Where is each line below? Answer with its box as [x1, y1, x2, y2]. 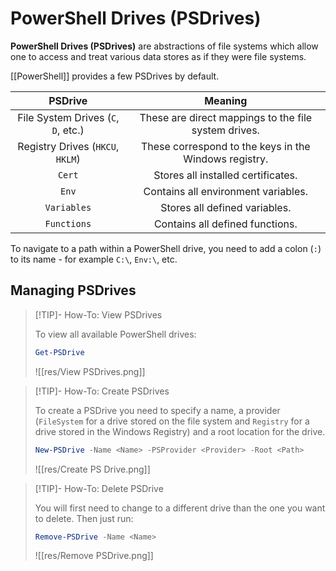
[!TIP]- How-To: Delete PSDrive [34, 482, 164, 494]
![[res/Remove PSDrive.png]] [34, 550, 154, 562]
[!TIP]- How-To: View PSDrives [34, 308, 163, 321]
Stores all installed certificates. [153, 168, 298, 182]
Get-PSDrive [34, 347, 85, 357]
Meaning [204, 93, 248, 107]
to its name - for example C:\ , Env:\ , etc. [10, 253, 178, 265]
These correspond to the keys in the [140, 139, 311, 153]
